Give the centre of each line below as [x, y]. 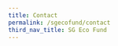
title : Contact [33, 15]
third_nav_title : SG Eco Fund [58, 30]
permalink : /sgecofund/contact [59, 23]
